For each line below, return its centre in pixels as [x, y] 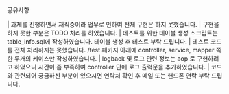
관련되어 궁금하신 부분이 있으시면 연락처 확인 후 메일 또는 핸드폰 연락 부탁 [112, 76]
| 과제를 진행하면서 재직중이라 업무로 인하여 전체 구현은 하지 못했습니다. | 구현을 [113, 25]
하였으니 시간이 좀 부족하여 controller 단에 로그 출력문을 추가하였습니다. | [112, 67]
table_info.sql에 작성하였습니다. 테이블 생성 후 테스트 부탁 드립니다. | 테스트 [108, 42]
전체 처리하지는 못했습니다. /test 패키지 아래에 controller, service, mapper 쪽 [118, 50]
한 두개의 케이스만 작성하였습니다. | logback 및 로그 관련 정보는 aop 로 [101, 59]
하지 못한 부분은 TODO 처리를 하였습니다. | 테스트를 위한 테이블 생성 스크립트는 [112, 33]
